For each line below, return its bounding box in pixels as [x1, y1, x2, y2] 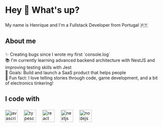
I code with [5, 94, 40, 103]
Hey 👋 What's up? [5, 4, 80, 16]
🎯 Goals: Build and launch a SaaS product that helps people [5, 70, 126, 76]
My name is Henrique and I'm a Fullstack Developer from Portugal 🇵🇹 [5, 22, 148, 28]
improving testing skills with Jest [5, 64, 72, 71]
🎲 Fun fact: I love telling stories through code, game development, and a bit [5, 75, 158, 81]
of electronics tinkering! [5, 80, 53, 86]
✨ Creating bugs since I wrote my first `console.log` [5, 51, 110, 57]
